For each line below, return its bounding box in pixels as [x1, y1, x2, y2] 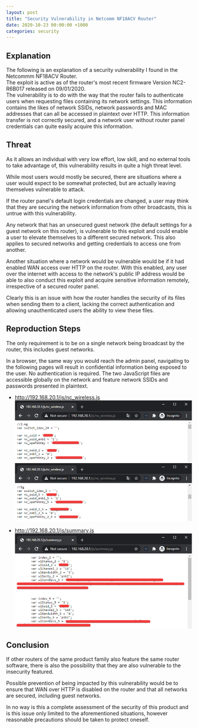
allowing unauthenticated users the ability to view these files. [6, 307, 154, 314]
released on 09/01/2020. [25, 86, 86, 93]
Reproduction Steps [6, 324, 81, 334]
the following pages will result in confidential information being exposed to [6, 363, 187, 370]
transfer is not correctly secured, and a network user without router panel [6, 117, 185, 124]
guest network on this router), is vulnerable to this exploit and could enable [6, 227, 189, 234]
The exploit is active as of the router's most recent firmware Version [6, 79, 171, 86]
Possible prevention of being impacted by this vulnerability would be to [6, 680, 179, 687]
